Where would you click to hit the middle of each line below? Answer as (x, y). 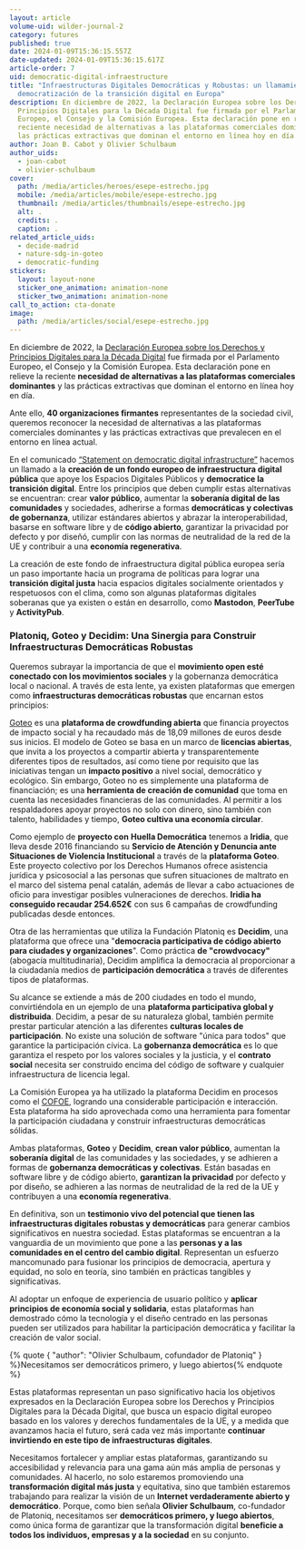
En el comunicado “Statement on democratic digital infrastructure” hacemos (152, 460)
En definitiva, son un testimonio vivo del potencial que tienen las (133, 1214)
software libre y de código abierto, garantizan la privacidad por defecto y (148, 1177)
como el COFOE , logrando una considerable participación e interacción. (144, 1102)
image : (22, 313)
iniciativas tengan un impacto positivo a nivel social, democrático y (136, 771)
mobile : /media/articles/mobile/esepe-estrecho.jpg (118, 195)
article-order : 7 (42, 69)
